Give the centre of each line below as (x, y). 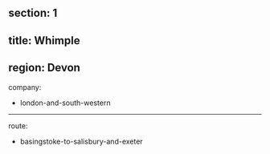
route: (18, 126)
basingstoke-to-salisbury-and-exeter (81, 141)
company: (25, 87)
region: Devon (44, 68)
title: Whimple (44, 41)
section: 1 (33, 13)
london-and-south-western (65, 103)
